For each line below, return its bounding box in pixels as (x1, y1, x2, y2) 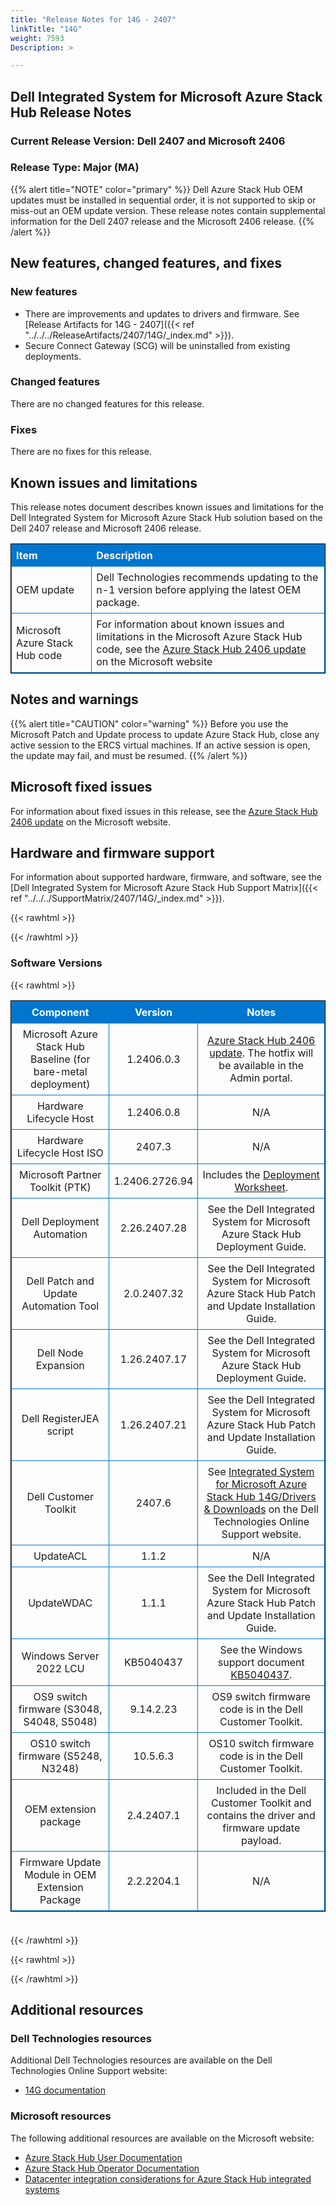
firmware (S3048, (18, 1702, 103, 1716)
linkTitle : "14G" (10, 24, 83, 34)
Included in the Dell (216, 1783, 307, 1797)
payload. (240, 1833, 282, 1847)
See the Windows (219, 1642, 303, 1656)
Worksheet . (234, 1180, 289, 1194)
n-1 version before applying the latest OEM (96, 582, 301, 596)
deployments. (24, 350, 82, 362)
